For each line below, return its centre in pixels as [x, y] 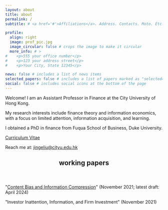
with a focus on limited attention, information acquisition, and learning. [78, 118]
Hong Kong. [17, 103]
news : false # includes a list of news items [53, 74]
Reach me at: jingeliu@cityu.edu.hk [41, 147]
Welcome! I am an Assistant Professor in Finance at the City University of [80, 97]
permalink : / [19, 19]
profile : [14, 33]
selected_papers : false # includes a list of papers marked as [72, 79]
